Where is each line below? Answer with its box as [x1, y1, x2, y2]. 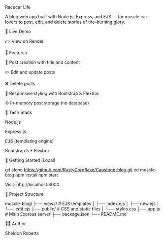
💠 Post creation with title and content [5, 59, 80, 65]
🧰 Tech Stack [5, 109, 32, 115]
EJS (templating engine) [5, 138, 54, 144]
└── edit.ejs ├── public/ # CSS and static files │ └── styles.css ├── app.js [5, 206, 160, 211]
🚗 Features [5, 50, 27, 56]
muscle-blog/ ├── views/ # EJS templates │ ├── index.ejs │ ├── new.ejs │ [5, 201, 160, 206]
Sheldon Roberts [5, 230, 39, 236]
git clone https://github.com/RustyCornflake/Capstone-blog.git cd [5, 167, 139, 172]
